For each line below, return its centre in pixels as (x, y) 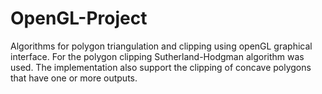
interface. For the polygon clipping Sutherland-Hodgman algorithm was (157, 56)
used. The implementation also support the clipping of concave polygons (161, 67)
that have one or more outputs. (74, 78)
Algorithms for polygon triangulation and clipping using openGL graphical (161, 46)
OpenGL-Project (79, 18)
